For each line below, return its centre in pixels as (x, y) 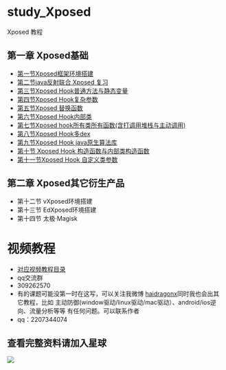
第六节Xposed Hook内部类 (55, 116)
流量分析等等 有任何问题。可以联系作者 (84, 311)
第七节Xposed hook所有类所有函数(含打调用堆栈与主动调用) (101, 125)
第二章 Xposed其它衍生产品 (66, 183)
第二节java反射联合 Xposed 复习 (63, 82)
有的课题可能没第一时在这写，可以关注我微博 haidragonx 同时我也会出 (115, 294)
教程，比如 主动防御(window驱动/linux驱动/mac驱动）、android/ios (117, 302)
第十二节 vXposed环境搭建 (55, 201)
